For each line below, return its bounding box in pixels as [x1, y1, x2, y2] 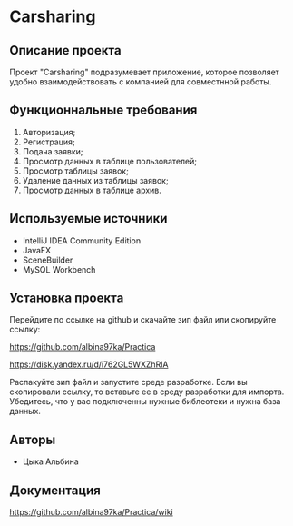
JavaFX [22, 244, 52, 255]
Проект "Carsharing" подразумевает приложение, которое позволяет [9, 66, 279, 77]
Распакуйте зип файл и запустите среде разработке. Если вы [9, 377, 248, 388]
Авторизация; [22, 126, 76, 137]
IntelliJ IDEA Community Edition [22, 234, 142, 246]
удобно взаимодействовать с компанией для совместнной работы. [9, 76, 272, 87]
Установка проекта [9, 291, 124, 306]
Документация [9, 482, 102, 498]
